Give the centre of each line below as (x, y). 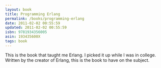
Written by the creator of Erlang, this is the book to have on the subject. (77, 60)
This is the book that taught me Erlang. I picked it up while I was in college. (80, 55)
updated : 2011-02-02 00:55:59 (36, 28)
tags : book (16, 41)
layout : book (18, 9)
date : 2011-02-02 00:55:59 (33, 23)
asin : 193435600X (23, 37)
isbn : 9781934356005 (26, 32)
